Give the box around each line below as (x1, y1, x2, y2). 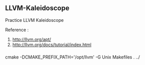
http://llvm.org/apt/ (12, 36, 51, 42)
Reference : (5, 27, 29, 33)
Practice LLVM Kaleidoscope (5, 17, 64, 23)
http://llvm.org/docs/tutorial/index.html (12, 42, 92, 48)
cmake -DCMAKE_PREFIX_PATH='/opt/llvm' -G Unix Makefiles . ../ (5, 54, 140, 60)
